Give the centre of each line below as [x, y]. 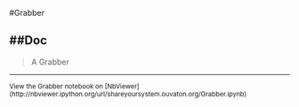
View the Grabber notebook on [57, 86]
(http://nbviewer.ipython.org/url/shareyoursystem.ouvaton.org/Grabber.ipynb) [128, 94]
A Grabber [50, 62]
